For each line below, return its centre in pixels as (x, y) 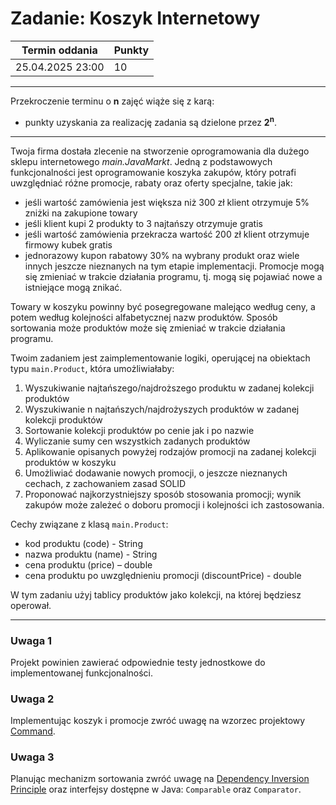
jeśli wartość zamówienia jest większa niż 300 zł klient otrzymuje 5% (167, 202)
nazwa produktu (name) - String (91, 554)
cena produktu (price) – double (88, 564)
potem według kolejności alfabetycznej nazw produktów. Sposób (144, 317)
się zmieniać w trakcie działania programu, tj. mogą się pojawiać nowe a (173, 276)
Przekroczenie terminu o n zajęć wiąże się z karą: (112, 101)
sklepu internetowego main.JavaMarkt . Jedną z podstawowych (141, 161)
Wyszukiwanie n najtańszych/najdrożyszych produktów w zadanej (162, 409)
